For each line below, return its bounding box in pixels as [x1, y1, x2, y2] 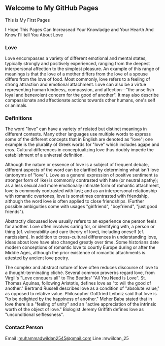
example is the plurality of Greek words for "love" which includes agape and [5, 141, 160, 147]
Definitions [5, 115, 33, 122]
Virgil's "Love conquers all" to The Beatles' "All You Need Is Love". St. [5, 275, 146, 281]
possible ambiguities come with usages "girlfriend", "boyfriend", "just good [5, 204, 158, 209]
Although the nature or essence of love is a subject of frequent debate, [5, 162, 149, 168]
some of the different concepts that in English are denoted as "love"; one [5, 137, 153, 142]
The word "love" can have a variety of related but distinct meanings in [5, 126, 147, 132]
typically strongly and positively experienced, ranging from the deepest [5, 61, 150, 67]
